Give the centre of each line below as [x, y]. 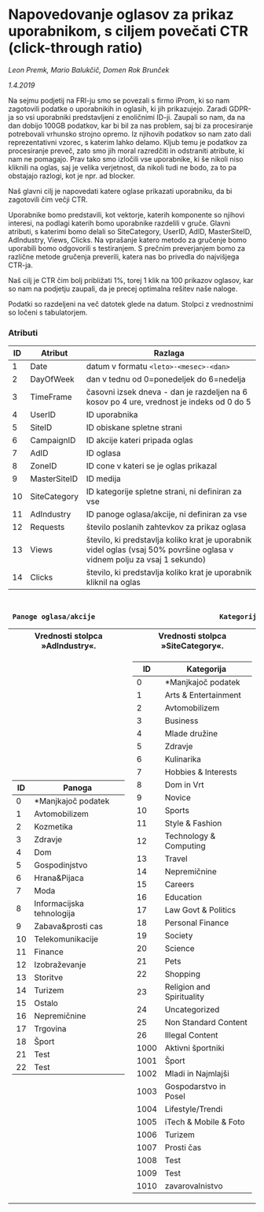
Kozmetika [53, 827]
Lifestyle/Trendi [194, 1109]
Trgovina [50, 1029]
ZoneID [44, 466]
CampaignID [53, 441]
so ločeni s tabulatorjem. [48, 312]
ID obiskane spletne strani [134, 427]
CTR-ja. [20, 265]
